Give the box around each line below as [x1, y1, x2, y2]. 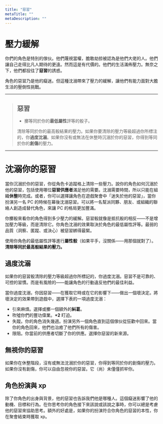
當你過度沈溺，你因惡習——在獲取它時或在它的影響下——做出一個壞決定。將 [5, 289, 158, 295]
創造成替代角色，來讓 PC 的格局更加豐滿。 [13, 205, 98, 211]
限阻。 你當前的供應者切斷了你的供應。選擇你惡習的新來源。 [12, 330, 131, 336]
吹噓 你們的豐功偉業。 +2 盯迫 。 [12, 312, 74, 318]
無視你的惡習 [5, 346, 44, 355]
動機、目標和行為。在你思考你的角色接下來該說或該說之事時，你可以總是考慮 [5, 401, 158, 407]
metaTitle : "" [5, 12, 34, 17]
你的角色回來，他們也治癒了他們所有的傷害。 [12, 324, 102, 330]
